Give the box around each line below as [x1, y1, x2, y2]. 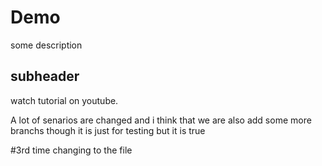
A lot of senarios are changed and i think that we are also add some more [10, 114, 312, 126]
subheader [10, 68, 80, 85]
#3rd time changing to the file [10, 144, 133, 156]
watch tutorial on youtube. [10, 94, 119, 106]
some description [10, 39, 83, 51]
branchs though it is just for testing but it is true [10, 124, 206, 136]
